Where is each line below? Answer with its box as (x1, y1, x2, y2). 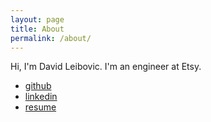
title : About (10, 24, 65, 34)
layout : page (10, 14, 65, 25)
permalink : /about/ (10, 33, 92, 43)
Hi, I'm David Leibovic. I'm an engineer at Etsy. (10, 61, 202, 73)
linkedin (24, 91, 58, 103)
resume (24, 101, 57, 113)
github (24, 80, 52, 92)
